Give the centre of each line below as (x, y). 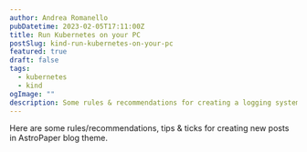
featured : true (38, 52)
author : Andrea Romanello (58, 18)
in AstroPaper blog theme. (58, 138)
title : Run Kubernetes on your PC (75, 35)
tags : (20, 69)
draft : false (34, 60)
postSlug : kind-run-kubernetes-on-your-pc (91, 43)
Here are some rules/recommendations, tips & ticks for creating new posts (149, 128)
